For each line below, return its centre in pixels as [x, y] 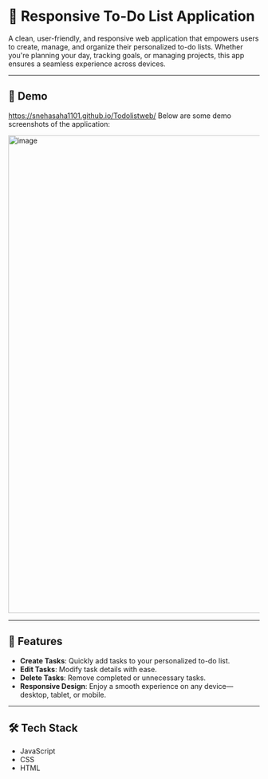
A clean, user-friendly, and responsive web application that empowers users [134, 38]
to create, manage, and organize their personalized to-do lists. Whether [126, 46]
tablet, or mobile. [78, 694]
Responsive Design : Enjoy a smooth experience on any [111, 686]
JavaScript [37, 751]
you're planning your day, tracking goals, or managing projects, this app [126, 55]
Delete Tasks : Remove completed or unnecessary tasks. [112, 678]
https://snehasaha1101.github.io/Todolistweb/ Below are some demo [120, 116]
